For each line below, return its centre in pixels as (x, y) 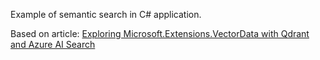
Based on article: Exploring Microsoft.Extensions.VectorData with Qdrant (160, 33)
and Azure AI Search (53, 44)
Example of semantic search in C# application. (106, 14)
